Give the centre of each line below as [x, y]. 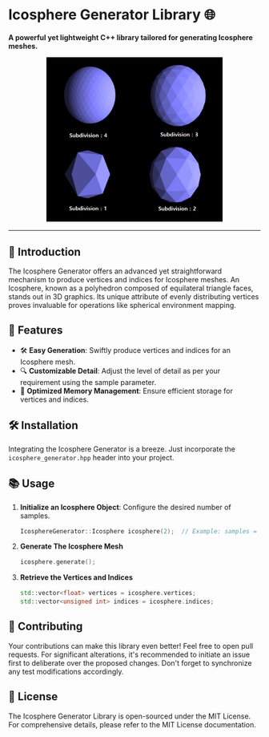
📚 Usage [32, 484]
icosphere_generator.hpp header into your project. [91, 457]
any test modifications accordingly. [66, 671]
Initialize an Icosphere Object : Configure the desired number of [125, 507]
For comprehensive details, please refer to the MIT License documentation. [132, 724]
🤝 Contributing [46, 627]
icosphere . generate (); [58, 562]
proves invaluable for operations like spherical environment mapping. [122, 306]
